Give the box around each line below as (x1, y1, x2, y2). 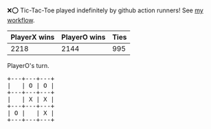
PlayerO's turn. (7, 62, 49, 69)
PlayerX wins (10, 32, 55, 42)
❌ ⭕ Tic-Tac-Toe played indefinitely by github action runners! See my (7, 6, 204, 14)
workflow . (7, 16, 35, 24)
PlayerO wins (61, 32, 106, 42)
